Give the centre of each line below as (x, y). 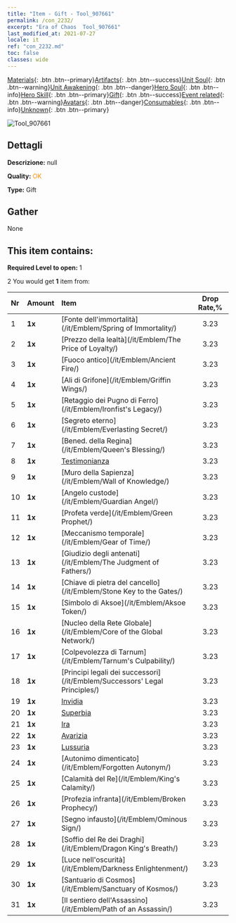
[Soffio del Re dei (89, 840)
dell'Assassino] (123, 900)
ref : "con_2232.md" (36, 46)
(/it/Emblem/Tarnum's (97, 661)
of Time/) (135, 542)
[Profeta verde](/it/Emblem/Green (117, 513)
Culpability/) (155, 661)
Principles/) (80, 690)
